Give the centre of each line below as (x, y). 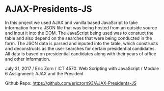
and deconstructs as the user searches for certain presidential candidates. (81, 48)
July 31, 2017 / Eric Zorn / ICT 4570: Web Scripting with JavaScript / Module (82, 68)
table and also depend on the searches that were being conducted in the (79, 38)
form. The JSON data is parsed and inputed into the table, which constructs (82, 43)
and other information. (28, 59)
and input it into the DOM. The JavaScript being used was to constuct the (79, 33)
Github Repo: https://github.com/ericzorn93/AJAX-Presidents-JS (71, 83)
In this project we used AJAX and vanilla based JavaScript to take (71, 23)
